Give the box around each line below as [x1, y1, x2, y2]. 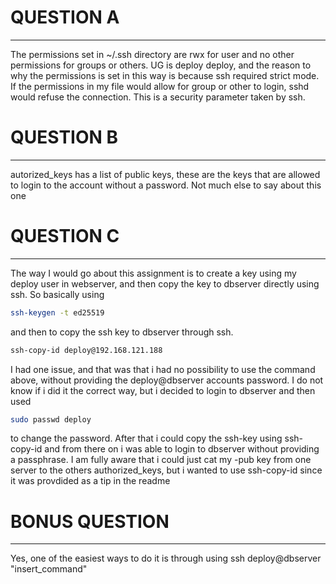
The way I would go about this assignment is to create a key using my [10, 267, 297, 279]
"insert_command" [10, 563, 88, 575]
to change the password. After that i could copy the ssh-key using [10, 432, 283, 445]
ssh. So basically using [10, 288, 105, 300]
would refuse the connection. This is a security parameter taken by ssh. [10, 91, 306, 103]
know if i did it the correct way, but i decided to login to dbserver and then [10, 384, 316, 396]
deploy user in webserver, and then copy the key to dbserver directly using [10, 277, 320, 290]
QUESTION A [10, 6, 120, 29]
